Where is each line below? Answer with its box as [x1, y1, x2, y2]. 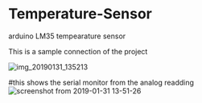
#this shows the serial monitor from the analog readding [8, 77, 195, 87]
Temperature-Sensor [8, 5, 153, 23]
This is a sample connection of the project [8, 46, 148, 56]
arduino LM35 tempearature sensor [8, 31, 126, 41]
